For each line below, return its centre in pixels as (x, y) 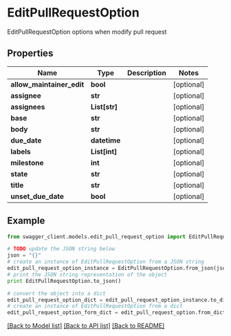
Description (146, 72)
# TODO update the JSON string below (61, 249)
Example (26, 221)
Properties (30, 53)
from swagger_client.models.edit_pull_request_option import (97, 237)
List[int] (104, 151)
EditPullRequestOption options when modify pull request (87, 32)
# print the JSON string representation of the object (87, 274)
